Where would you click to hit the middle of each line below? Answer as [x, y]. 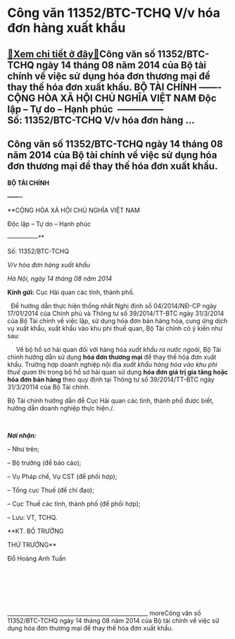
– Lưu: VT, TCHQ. [32, 518]
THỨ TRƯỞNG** [32, 545]
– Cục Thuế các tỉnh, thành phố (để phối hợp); [74, 504]
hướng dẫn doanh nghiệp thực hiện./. [61, 408]
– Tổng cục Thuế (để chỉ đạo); [51, 490]
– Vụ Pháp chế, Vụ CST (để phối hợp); [62, 477]
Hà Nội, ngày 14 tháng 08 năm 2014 [60, 279]
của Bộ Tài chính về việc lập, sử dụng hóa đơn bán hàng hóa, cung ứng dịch [118, 321]
